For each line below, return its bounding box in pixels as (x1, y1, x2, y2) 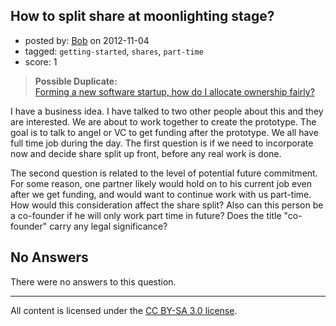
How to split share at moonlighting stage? (10, 8, 275, 25)
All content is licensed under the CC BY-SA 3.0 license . (10, 304, 238, 316)
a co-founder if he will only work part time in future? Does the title (10, 209, 282, 221)
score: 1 (24, 55, 58, 68)
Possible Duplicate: (34, 75, 118, 87)
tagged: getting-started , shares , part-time (24, 45, 204, 57)
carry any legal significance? (49, 220, 168, 232)
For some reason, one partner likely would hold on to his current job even (10, 177, 313, 189)
